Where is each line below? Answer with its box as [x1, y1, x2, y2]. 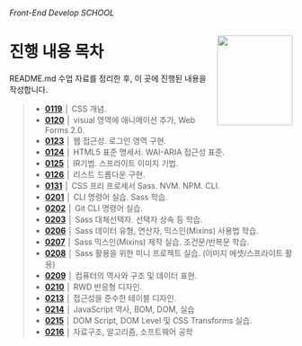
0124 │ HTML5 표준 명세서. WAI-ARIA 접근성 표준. [44, 146, 226, 157]
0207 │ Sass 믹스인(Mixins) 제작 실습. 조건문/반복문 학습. [44, 236, 250, 247]
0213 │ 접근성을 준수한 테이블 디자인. [44, 292, 177, 303]
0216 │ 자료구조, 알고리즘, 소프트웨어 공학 [44, 326, 193, 337]
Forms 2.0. [44, 124, 85, 135]
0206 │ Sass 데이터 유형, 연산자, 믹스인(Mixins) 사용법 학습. [44, 225, 259, 235]
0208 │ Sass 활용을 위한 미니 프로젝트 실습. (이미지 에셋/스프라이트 [44, 247, 283, 258]
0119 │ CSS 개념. [44, 103, 107, 114]
